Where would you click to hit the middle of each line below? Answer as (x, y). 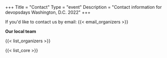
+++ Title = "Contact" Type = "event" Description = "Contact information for (83, 7)
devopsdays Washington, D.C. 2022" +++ (48, 12)
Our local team (21, 31)
